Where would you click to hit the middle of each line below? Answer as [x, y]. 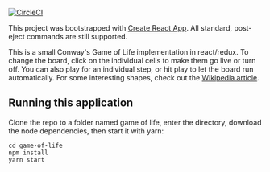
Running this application [71, 103]
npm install [28, 153]
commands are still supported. [77, 37]
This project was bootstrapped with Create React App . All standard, [120, 28]
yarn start [27, 160]
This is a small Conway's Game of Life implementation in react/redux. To [129, 52]
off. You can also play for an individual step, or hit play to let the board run [131, 69]
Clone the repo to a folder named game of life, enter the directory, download [135, 122]
